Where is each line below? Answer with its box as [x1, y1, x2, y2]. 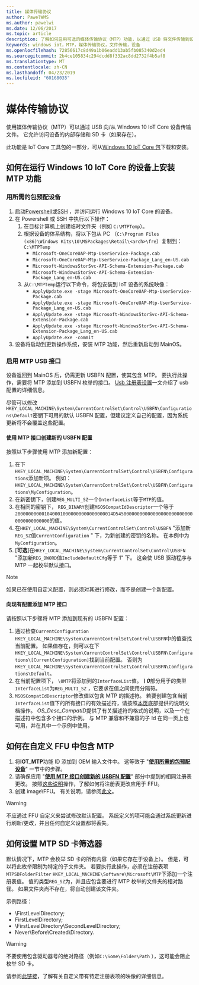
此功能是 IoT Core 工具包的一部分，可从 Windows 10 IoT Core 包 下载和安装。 [6, 143, 192, 151]
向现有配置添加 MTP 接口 [6, 601, 68, 608]
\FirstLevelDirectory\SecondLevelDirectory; [14, 923, 121, 930]
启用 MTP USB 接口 [6, 357, 61, 365]
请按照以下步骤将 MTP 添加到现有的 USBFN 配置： [6, 615, 129, 622]
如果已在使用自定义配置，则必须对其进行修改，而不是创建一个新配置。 [6, 586, 178, 593]
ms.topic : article [6, 31, 52, 37]
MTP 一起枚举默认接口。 [14, 562, 75, 569]
